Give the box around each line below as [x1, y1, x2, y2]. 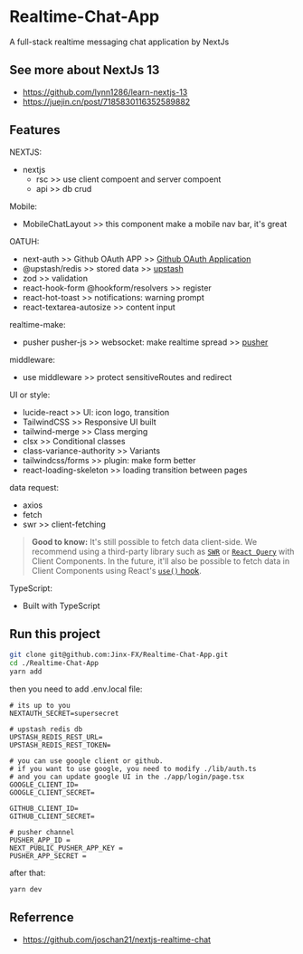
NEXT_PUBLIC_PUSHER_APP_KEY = [9, 844, 124, 853]
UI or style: [9, 389, 51, 400]
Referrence [9, 910, 74, 925]
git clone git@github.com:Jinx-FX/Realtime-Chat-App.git [9, 650, 229, 660]
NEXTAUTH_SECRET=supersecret [9, 709, 119, 718]
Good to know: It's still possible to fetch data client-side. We [31, 536, 258, 547]
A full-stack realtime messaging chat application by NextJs [9, 36, 230, 47]
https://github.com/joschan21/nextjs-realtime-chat [22, 934, 211, 945]
